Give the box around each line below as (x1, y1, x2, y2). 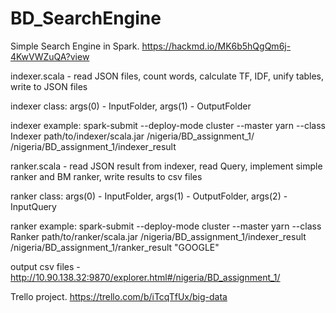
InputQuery (10, 200, 57, 212)
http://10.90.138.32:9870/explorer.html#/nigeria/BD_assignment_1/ (10, 271, 281, 283)
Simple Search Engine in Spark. (10, 40, 140, 52)
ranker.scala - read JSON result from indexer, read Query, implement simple (10, 160, 323, 172)
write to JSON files (10, 80, 88, 92)
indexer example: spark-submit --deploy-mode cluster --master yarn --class (10, 119, 326, 131)
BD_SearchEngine (10, 7, 162, 30)
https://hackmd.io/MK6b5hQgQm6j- (141, 40, 292, 52)
